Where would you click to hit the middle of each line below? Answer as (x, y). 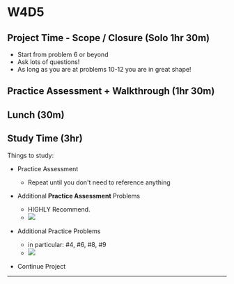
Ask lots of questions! (48, 62)
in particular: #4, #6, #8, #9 (67, 244)
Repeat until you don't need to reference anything (99, 182)
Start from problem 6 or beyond (63, 54)
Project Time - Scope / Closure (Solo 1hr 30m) (109, 38)
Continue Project (41, 266)
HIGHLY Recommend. (59, 209)
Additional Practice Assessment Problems (79, 196)
